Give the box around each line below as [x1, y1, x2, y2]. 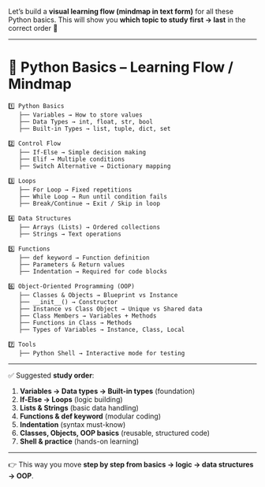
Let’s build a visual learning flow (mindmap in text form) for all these [8, 7, 234, 16]
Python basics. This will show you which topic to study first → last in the [8, 15, 246, 24]
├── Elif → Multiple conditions [18, 155, 125, 163]
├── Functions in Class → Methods [18, 318, 132, 326]
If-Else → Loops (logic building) [19, 394, 124, 404]
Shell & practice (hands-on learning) [19, 437, 140, 446]
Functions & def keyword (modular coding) [19, 411, 162, 421]
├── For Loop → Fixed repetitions [18, 185, 132, 194]
